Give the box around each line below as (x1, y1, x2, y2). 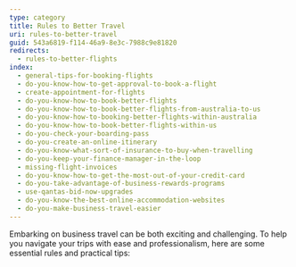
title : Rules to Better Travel (9, 21, 126, 30)
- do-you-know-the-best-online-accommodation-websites (17, 196, 226, 205)
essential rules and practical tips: (9, 247, 131, 258)
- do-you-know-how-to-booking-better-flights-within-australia (17, 113, 257, 121)
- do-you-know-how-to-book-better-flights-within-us (17, 121, 218, 130)
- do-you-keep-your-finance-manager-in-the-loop (17, 154, 201, 163)
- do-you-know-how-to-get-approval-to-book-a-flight (17, 79, 218, 88)
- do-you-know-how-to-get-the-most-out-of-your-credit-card (17, 171, 245, 179)
